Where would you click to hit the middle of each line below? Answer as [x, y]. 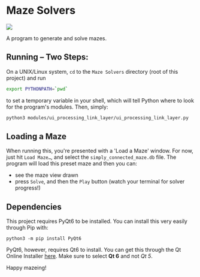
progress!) [28, 188]
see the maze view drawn [47, 175]
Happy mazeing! [26, 268]
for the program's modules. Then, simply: [57, 107]
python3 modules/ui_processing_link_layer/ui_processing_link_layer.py [97, 118]
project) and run [26, 78]
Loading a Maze [37, 136]
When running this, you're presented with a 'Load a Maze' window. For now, [100, 151]
